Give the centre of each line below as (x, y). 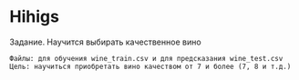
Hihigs (34, 17)
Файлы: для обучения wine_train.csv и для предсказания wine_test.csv (146, 58)
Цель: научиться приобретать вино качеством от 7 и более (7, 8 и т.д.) (150, 66)
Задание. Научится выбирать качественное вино (106, 42)
